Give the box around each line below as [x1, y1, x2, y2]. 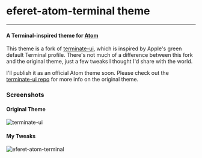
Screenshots [6, 91, 44, 99]
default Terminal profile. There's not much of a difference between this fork [6, 51, 194, 59]
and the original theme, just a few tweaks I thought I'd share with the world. [6, 58, 193, 65]
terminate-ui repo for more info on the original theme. [6, 76, 139, 83]
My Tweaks [6, 132, 36, 139]
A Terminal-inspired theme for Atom [6, 32, 99, 39]
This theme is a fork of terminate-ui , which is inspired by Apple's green [6, 45, 182, 52]
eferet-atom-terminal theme [6, 4, 150, 18]
